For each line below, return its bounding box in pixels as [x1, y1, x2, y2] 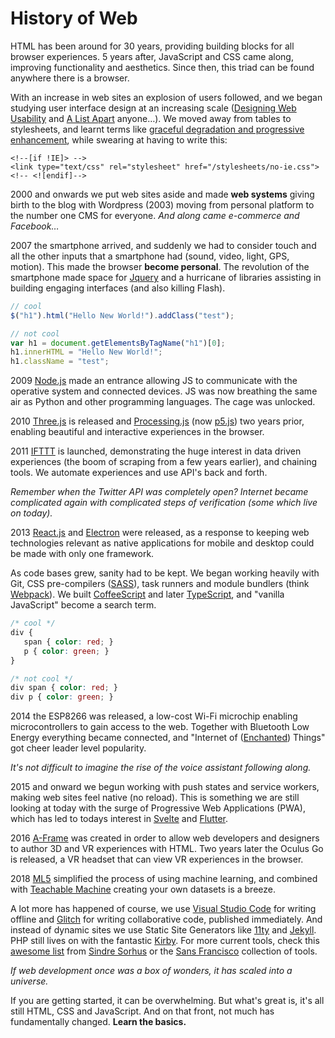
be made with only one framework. [10, 548, 155, 560]
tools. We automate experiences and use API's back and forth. [10, 467, 268, 479]
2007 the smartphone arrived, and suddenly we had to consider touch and [10, 239, 317, 251]
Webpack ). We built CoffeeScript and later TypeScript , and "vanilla [10, 588, 285, 601]
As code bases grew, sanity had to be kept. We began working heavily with [10, 567, 320, 579]
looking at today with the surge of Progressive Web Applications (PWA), [10, 802, 306, 814]
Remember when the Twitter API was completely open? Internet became [10, 486, 309, 498]
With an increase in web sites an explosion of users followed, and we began [10, 91, 323, 103]
